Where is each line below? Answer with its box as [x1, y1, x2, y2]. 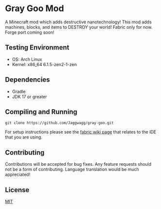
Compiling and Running [5, 107, 78, 116]
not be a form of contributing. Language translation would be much [5, 166, 139, 173]
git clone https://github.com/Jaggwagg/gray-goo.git [5, 121, 114, 125]
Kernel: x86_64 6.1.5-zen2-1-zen [12, 61, 77, 67]
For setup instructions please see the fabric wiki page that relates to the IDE [5, 129, 157, 135]
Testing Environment [5, 43, 69, 52]
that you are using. [5, 134, 43, 140]
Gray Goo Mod [5, 3, 64, 14]
